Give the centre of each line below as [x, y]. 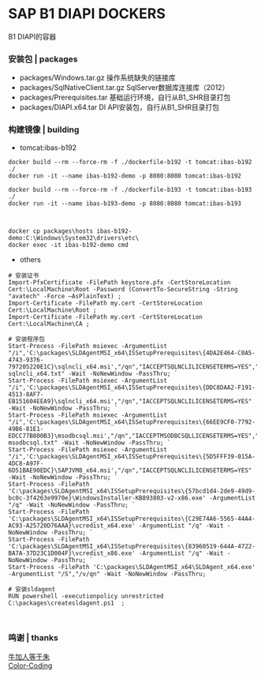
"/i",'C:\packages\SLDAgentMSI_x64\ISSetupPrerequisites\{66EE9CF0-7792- [132, 422]
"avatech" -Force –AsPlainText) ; [65, 296]
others [30, 259]
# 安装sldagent [32, 589]
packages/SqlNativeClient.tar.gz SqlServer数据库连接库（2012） [124, 88]
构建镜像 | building [44, 129]
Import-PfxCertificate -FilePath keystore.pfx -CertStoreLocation [119, 282]
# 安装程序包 [26, 339]
